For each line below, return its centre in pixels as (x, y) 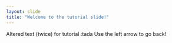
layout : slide (24, 11)
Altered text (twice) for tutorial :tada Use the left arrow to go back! (86, 34)
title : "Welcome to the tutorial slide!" (58, 17)
